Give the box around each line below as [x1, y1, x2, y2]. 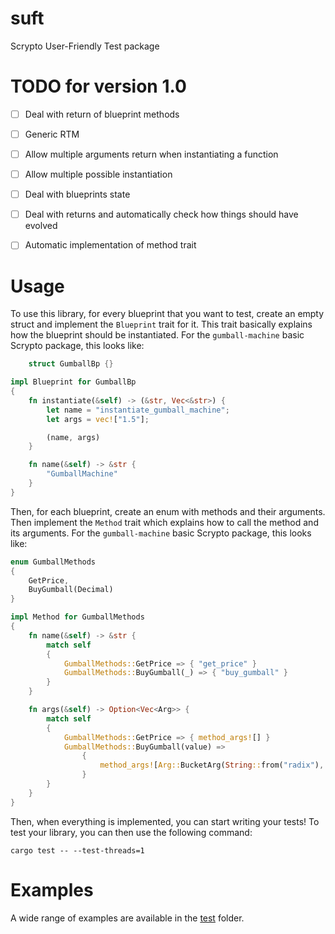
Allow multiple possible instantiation [24, 168, 173, 181]
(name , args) [46, 432, 101, 442]
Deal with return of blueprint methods [24, 108, 180, 120]
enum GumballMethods [10, 557, 97, 567]
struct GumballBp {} [28, 359, 114, 369]
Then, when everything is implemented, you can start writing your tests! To [10, 815, 320, 827]
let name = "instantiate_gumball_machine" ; [46, 405, 230, 415]
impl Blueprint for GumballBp [10, 377, 137, 387]
